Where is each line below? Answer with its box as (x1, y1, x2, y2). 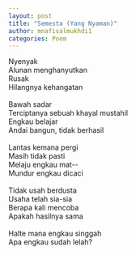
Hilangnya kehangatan (8, 83, 83, 92)
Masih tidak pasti (8, 151, 66, 161)
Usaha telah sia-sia (8, 194, 73, 204)
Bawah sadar (8, 100, 53, 109)
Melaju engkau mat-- (8, 159, 79, 170)
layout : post (8, 11, 53, 20)
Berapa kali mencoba (8, 203, 79, 213)
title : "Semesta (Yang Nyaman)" (8, 19, 117, 28)
